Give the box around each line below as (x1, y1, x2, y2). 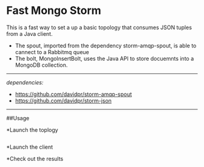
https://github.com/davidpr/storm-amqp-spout (15, 90, 132, 98)
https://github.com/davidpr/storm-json (15, 97, 112, 104)
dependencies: (6, 78, 44, 86)
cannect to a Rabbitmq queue (15, 48, 89, 55)
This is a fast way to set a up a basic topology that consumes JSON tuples (6, 24, 192, 31)
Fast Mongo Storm (6, 4, 101, 18)
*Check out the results (6, 155, 64, 162)
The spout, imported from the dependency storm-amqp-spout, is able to (15, 42, 197, 49)
